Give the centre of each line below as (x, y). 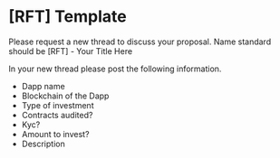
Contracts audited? (57, 115)
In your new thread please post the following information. (115, 69)
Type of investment (58, 105)
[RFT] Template (68, 17)
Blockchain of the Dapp (65, 96)
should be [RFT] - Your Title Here (71, 51)
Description (43, 144)
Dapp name (43, 86)
